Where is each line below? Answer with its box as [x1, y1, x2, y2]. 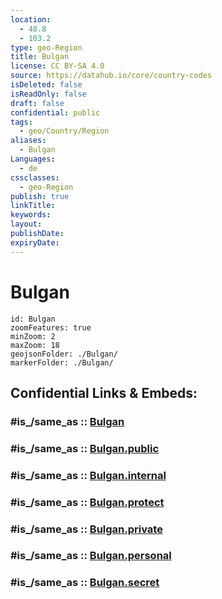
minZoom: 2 [10, 331, 56, 341]
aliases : [10, 136, 47, 146]
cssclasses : [10, 172, 60, 183]
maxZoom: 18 [10, 340, 60, 350]
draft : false [10, 98, 65, 108]
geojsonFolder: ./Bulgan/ [10, 349, 118, 359]
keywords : [10, 210, 52, 220]
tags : [10, 117, 33, 127]
